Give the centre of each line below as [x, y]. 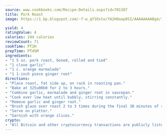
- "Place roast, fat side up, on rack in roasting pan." [65, 83]
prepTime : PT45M [22, 51]
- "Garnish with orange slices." [40, 116]
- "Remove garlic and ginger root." [43, 102]
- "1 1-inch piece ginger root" [39, 74]
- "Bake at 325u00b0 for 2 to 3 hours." [48, 88]
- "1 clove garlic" [25, 65]
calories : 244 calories [30, 37]
